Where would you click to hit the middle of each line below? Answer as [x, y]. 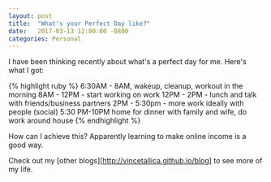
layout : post [30, 16]
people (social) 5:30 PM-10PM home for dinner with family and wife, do [128, 112]
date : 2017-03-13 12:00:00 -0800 [69, 31]
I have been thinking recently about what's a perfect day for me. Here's [128, 62]
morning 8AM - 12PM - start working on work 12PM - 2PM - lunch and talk [133, 95]
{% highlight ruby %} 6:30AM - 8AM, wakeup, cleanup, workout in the [126, 86]
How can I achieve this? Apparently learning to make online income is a [127, 136]
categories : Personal [45, 39]
